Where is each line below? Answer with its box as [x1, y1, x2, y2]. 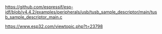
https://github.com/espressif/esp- [5, 4, 73, 10]
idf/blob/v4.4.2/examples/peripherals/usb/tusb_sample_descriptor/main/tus [5, 9, 157, 15]
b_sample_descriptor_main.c [5, 14, 62, 20]
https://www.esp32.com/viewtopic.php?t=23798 [5, 23, 103, 29]
